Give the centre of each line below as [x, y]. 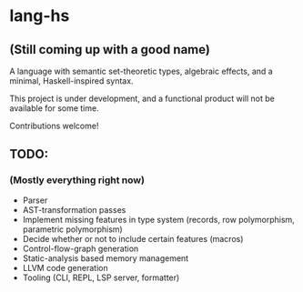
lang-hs [40, 16]
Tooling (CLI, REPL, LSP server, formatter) [101, 277]
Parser [35, 200]
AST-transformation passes [74, 209]
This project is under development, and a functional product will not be [142, 98]
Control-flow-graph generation [81, 248]
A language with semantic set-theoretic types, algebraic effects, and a [141, 71]
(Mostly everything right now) [77, 180]
